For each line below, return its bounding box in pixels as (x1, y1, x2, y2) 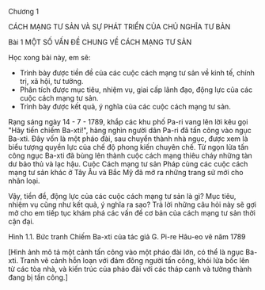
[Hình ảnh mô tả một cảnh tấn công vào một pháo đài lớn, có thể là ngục (8, 247, 244, 257)
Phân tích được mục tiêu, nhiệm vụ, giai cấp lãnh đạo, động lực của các (19, 85, 253, 94)
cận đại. (8, 217, 35, 226)
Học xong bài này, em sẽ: (8, 53, 91, 62)
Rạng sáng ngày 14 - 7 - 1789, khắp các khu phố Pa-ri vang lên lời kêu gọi (8, 117, 248, 126)
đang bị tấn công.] (8, 273, 69, 282)
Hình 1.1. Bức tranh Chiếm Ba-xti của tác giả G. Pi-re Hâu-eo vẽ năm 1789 (8, 232, 246, 241)
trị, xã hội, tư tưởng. (19, 77, 84, 86)
